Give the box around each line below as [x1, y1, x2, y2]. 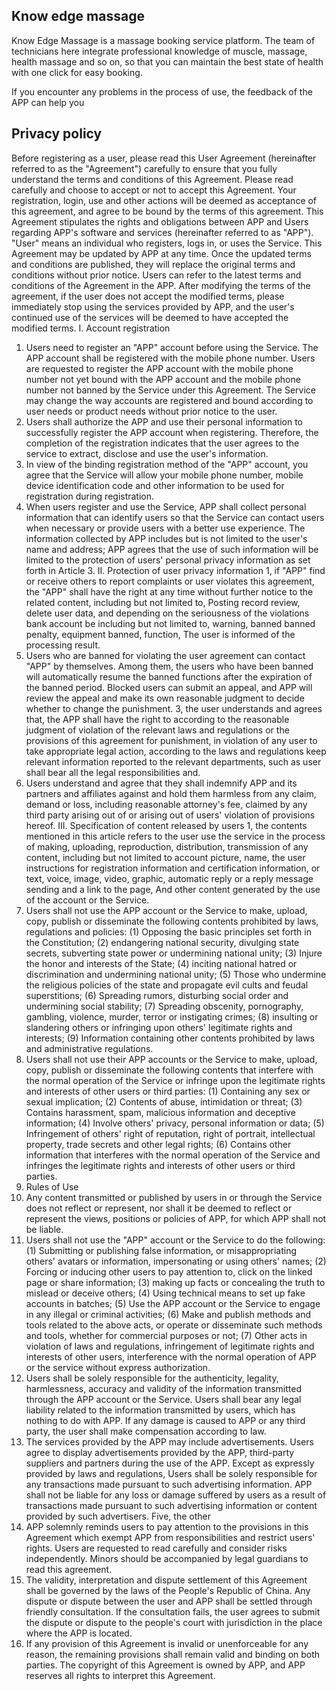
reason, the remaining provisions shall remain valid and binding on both [25, 1648, 321, 1660]
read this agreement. [25, 1563, 113, 1575]
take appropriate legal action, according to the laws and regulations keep [25, 745, 327, 757]
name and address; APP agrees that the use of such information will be [25, 543, 319, 555]
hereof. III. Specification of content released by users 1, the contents [25, 819, 308, 831]
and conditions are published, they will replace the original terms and [11, 258, 296, 270]
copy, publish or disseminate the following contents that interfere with [25, 1064, 314, 1076]
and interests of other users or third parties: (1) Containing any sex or [25, 1085, 311, 1097]
